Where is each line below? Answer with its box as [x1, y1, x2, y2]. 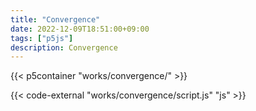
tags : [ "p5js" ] [10, 33, 74, 43]
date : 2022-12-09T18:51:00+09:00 [10, 24, 150, 34]
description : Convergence [10, 42, 118, 53]
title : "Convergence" [10, 14, 101, 25]
